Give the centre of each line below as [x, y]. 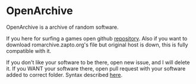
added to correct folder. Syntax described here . [64, 75]
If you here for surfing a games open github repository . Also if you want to [97, 38]
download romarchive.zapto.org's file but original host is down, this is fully [97, 45]
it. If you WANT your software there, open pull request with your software [96, 68]
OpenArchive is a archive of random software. [62, 27]
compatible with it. [29, 51]
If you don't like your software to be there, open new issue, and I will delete [98, 62]
